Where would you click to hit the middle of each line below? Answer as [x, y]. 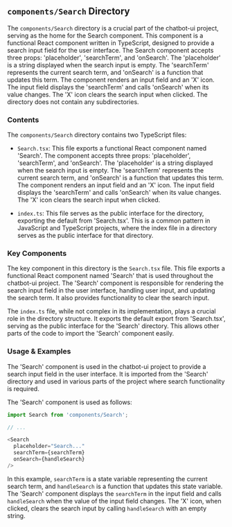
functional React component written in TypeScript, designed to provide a [111, 43]
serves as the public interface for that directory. [85, 236]
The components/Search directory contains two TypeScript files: [97, 135]
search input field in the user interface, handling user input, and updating [111, 291]
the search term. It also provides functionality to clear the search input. [108, 298]
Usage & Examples [39, 352]
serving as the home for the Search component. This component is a [105, 35]
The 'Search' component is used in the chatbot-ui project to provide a [107, 366]
